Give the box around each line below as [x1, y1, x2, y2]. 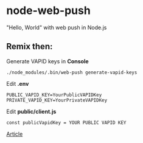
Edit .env [6, 80, 29, 87]
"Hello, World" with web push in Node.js [6, 24, 107, 31]
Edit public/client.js [6, 108, 57, 115]
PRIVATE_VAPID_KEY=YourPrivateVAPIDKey [6, 97, 108, 103]
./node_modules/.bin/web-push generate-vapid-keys [6, 69, 138, 75]
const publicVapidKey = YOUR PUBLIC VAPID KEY [6, 119, 127, 125]
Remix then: [6, 41, 53, 52]
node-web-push [6, 4, 91, 18]
